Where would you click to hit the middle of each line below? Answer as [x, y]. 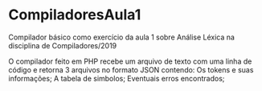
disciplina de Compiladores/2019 [63, 45]
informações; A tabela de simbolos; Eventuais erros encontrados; [117, 78]
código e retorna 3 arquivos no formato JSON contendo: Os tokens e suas [131, 69]
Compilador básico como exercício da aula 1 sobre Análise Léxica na [122, 37]
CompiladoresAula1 [75, 15]
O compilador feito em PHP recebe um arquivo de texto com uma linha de [130, 61]
